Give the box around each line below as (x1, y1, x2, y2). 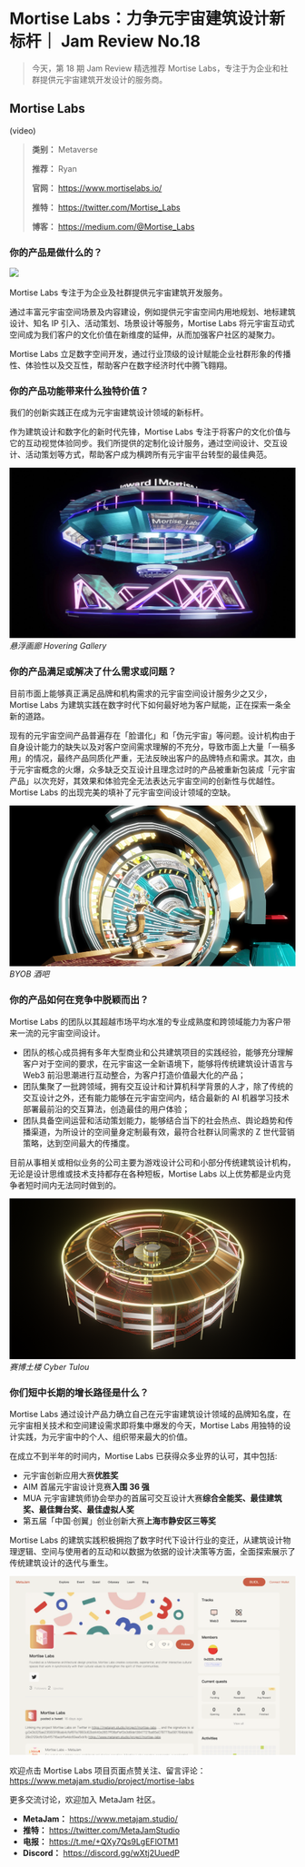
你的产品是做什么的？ (9, 246, 103, 259)
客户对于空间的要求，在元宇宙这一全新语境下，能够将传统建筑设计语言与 (22, 1058, 293, 1068)
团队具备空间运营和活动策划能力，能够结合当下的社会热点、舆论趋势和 (22, 1115, 286, 1126)
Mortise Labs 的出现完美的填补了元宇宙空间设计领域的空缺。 (9, 787, 236, 798)
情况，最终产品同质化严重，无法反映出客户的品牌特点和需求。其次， (33, 752, 288, 763)
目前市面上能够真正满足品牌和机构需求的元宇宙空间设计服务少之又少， (9, 688, 272, 699)
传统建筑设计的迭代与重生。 (9, 1557, 113, 1568)
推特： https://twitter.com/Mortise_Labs (31, 202, 181, 213)
